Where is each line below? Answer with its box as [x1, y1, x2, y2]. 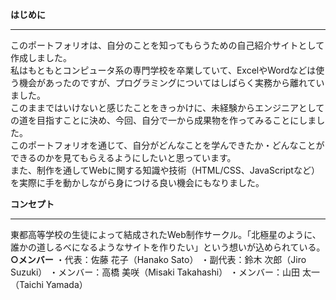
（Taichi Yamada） [10, 279, 88, 290]
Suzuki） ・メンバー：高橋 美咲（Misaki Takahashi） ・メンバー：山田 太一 [10, 266, 321, 278]
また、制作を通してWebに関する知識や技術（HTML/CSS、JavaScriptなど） [10, 164, 320, 176]
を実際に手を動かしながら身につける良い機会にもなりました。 [10, 177, 265, 188]
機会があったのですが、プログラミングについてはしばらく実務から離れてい [18, 77, 325, 88]
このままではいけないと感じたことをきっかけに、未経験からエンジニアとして [10, 102, 325, 113]
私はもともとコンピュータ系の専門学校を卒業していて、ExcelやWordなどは [10, 64, 317, 76]
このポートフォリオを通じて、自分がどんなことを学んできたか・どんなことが [10, 139, 325, 151]
